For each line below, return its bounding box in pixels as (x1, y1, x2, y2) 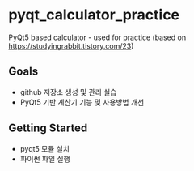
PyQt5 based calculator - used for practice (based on (8, 32, 187, 42)
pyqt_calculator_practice (8, 6, 180, 24)
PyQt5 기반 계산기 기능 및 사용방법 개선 (19, 97, 145, 107)
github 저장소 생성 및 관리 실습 (19, 87, 117, 96)
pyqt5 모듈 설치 (19, 143, 70, 153)
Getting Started (8, 122, 88, 135)
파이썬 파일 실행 (19, 154, 70, 164)
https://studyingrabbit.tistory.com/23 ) (8, 41, 134, 50)
